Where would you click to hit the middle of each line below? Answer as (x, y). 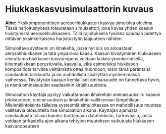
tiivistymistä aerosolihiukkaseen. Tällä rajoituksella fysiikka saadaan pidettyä (83, 33)
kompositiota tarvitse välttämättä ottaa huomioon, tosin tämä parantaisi (78, 69)
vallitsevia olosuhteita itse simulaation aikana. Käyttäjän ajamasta (71, 110)
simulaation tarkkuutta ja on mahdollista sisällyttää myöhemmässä (73, 74)
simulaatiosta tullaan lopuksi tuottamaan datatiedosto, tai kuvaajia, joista (79, 115)
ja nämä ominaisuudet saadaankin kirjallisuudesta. (56, 85)
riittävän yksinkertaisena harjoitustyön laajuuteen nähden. (64, 39)
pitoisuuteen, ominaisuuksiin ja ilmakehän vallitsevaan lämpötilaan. (73, 99)
